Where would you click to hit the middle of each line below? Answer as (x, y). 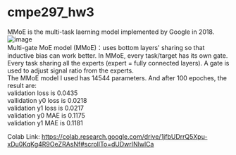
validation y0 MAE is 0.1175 (46, 115)
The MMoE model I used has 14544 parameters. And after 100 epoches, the (117, 77)
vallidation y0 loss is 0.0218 (47, 100)
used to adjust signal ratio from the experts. (70, 70)
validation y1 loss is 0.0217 (46, 108)
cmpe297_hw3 (51, 12)
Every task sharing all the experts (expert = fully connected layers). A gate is (118, 63)
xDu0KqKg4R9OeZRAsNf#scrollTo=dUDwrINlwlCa (81, 144)
